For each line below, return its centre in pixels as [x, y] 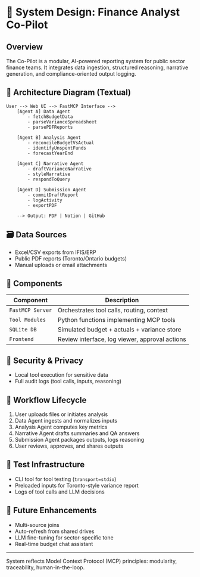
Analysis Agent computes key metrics [61, 427]
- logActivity [45, 200]
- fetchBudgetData [50, 117]
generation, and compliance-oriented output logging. [71, 74]
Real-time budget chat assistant [54, 544]
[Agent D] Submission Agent [51, 190]
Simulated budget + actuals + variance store [119, 330]
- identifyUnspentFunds [57, 148]
